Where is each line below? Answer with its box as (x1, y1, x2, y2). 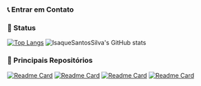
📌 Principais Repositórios (7, 56, 93, 66)
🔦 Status (7, 23, 36, 32)
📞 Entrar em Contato (7, 5, 74, 14)
